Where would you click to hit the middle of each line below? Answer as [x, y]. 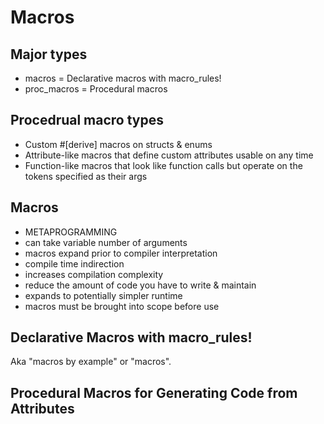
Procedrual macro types [87, 120]
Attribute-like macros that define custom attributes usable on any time [169, 155]
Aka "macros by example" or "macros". [91, 362]
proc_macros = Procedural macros [96, 89]
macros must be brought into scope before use [122, 306]
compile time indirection [74, 263]
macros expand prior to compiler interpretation [121, 253]
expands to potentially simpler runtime [103, 295]
